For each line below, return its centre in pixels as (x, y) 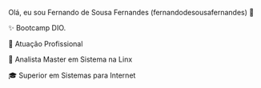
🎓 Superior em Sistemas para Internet (72, 75)
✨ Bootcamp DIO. (37, 28)
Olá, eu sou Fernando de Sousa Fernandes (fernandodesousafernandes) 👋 (131, 12)
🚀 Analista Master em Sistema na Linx (70, 59)
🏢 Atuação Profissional (46, 44)
